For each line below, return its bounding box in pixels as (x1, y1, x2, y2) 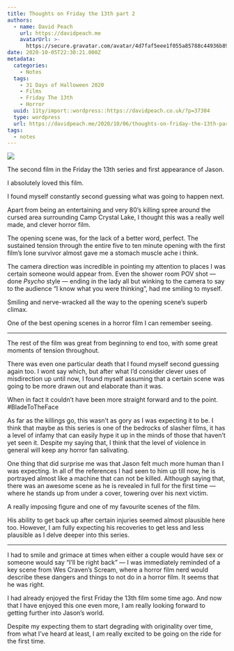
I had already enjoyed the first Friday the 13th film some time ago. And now (7, 594, 222, 602)
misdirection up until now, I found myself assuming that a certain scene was (7, 375, 225, 383)
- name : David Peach (13, 23, 73, 30)
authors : (7, 17, 33, 24)
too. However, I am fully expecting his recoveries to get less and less (7, 524, 204, 532)
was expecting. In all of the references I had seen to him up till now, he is (7, 467, 216, 476)
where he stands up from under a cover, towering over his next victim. (7, 489, 209, 498)
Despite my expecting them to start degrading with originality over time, (7, 622, 214, 631)
